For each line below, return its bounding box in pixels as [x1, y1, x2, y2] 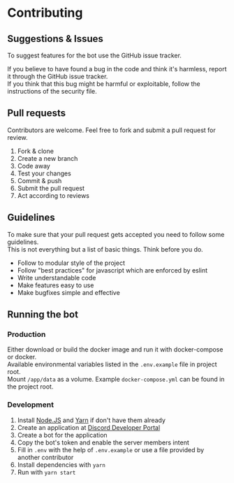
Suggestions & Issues [7, 33, 103, 45]
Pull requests [7, 107, 66, 120]
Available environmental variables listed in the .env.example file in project [7, 360, 218, 368]
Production [7, 329, 46, 339]
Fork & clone [17, 147, 54, 155]
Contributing [7, 5, 83, 21]
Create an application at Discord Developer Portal [17, 423, 161, 431]
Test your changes [17, 169, 71, 178]
